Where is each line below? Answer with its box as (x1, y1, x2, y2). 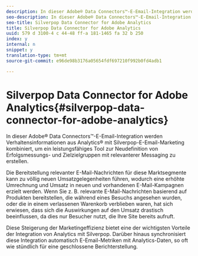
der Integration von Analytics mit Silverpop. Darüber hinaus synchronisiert (6, 231, 186, 238)
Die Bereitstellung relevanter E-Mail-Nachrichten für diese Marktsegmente (6, 169, 187, 177)
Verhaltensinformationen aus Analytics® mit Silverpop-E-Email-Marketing (6, 139, 184, 146)
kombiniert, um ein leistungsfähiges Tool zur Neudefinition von (6, 145, 159, 152)
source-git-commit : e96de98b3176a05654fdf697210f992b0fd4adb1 (6, 58, 162, 64)
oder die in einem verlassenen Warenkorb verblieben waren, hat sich (6, 201, 173, 208)
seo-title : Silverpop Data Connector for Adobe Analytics (6, 19, 151, 25)
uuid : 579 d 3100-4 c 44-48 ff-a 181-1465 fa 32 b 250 (6, 31, 144, 36)
